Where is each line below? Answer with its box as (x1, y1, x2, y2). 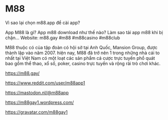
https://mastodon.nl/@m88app (5, 89, 69, 95)
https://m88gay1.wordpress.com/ (5, 99, 74, 105)
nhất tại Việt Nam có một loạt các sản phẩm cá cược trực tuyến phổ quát (5, 55, 155, 61)
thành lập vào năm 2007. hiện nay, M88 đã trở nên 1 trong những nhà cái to (5, 50, 160, 56)
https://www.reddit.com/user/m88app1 (5, 80, 85, 86)
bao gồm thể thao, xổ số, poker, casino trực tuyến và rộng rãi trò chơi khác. (5, 60, 161, 66)
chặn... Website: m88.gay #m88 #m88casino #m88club (5, 35, 120, 41)
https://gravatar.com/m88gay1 (5, 109, 68, 115)
